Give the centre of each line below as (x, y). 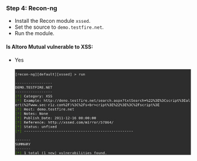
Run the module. (34, 33)
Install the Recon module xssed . (52, 21)
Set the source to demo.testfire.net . (59, 27)
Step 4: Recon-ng (32, 8)
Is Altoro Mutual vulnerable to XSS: (50, 47)
